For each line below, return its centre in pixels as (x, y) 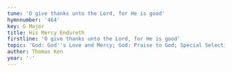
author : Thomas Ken (35, 52)
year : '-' (21, 58)
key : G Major (26, 26)
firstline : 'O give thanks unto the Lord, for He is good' (94, 39)
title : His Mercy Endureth (46, 33)
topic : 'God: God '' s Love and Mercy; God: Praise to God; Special (105, 45)
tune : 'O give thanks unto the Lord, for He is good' (86, 13)
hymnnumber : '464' (33, 20)
